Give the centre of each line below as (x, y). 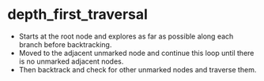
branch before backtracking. (65, 44)
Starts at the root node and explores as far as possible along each (126, 36)
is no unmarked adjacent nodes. (71, 61)
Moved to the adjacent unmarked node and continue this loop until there (136, 53)
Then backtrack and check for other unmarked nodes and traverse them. (138, 69)
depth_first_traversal (77, 15)
